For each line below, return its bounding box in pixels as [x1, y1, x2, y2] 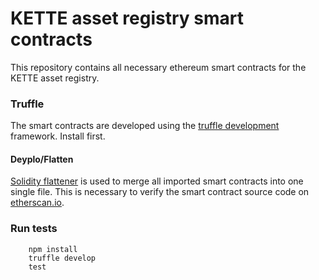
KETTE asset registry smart [10, 7, 244, 30]
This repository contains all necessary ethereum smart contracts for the [10, 61, 307, 73]
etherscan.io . [10, 197, 65, 209]
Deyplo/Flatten [10, 153, 74, 165]
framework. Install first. [10, 130, 106, 142]
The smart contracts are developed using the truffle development [10, 120, 280, 132]
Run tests [10, 222, 58, 236]
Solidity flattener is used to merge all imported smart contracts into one [10, 175, 304, 187]
